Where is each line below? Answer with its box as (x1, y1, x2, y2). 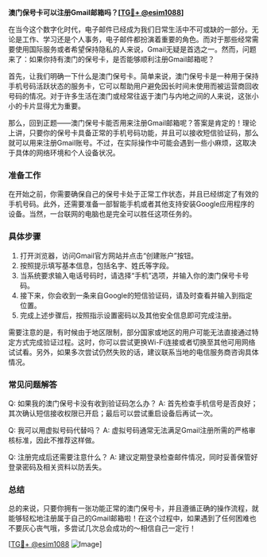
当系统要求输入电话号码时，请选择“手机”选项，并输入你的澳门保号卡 (19, 271, 242, 280)
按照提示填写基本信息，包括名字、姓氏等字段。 (19, 260, 173, 270)
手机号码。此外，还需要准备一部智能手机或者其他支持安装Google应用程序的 (8, 199, 255, 209)
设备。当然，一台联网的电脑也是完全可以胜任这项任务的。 (8, 209, 196, 219)
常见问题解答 (8, 379, 58, 390)
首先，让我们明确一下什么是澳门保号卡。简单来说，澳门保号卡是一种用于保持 (8, 72, 259, 80)
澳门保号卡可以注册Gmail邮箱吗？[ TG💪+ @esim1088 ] (8, 8, 184, 17)
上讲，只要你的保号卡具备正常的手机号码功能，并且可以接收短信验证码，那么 (8, 128, 259, 138)
